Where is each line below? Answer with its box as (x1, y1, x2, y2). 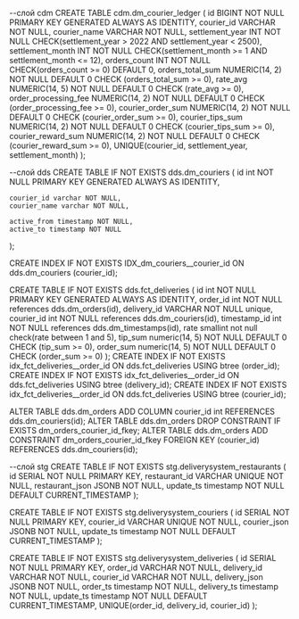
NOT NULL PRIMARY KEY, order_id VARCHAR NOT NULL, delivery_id (9, 562, 263, 573)
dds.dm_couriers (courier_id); (9, 268, 119, 277)
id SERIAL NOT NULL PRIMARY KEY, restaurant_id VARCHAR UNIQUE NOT (9, 471, 284, 481)
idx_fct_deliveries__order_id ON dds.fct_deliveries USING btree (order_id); (9, 360, 280, 371)
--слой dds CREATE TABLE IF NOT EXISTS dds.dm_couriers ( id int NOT (9, 167, 274, 177)
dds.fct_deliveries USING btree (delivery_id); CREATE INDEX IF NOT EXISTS (9, 379, 287, 390)
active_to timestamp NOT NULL (9, 225, 122, 234)
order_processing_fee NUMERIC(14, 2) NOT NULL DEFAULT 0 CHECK (9, 93, 265, 103)
